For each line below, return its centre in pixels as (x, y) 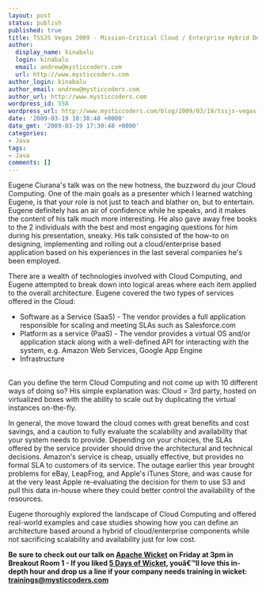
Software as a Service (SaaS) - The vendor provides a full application (133, 317)
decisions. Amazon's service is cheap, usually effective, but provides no (126, 457)
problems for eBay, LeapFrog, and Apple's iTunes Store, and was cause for (131, 474)
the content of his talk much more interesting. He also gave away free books (133, 219)
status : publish (35, 23)
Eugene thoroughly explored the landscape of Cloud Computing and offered (132, 514)
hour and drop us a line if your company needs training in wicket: (139, 571)
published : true (35, 30)
